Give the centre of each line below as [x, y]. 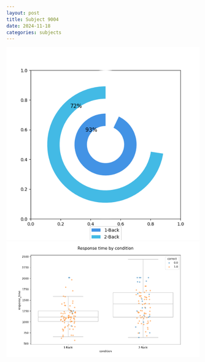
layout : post [23, 13]
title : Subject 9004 [33, 19]
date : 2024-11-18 [29, 26]
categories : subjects [34, 32]
